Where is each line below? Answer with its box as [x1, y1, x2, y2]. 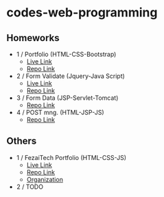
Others [6, 135, 37, 147]
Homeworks [6, 32, 60, 44]
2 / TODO [16, 183, 44, 191]
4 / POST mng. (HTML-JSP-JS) [16, 108, 104, 116]
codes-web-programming [6, 5, 158, 21]
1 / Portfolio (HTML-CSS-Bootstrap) [16, 50, 117, 58]
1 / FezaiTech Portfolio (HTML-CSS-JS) [16, 153, 127, 161]
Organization [26, 175, 63, 183]
